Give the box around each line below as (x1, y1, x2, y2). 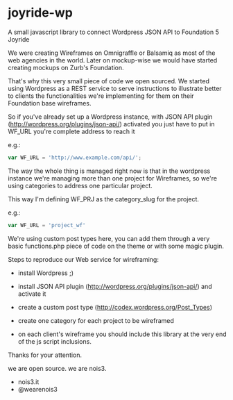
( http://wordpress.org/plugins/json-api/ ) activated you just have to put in (8, 119, 215, 128)
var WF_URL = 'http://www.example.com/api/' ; (8, 154, 141, 161)
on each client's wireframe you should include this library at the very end (17, 330, 227, 338)
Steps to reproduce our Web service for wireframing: (8, 255, 159, 263)
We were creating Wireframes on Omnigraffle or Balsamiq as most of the (8, 49, 216, 57)
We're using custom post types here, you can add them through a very (8, 234, 210, 242)
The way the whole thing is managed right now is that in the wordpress (8, 167, 211, 175)
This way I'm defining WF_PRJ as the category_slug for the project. (8, 194, 200, 203)
